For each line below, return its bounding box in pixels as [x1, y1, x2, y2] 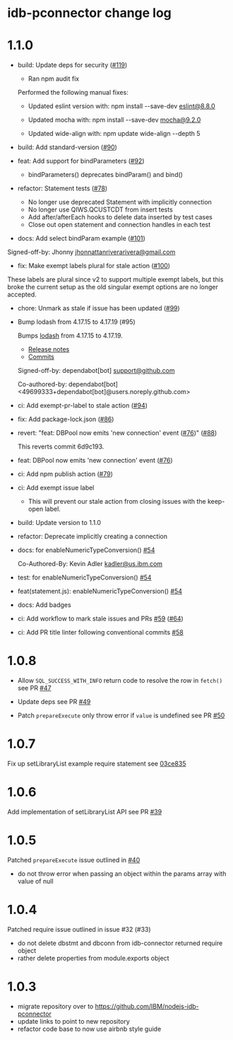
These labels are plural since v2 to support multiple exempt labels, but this [7, 275, 224, 284]
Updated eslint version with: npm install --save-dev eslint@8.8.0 [28, 102, 215, 110]
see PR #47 [17, 684, 52, 693]
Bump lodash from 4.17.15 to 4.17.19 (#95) [17, 318, 136, 326]
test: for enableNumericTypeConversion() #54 [17, 573, 152, 582]
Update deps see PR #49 [17, 698, 91, 706]
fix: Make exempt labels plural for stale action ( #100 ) [17, 262, 171, 270]
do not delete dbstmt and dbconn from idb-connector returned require [17, 939, 223, 947]
